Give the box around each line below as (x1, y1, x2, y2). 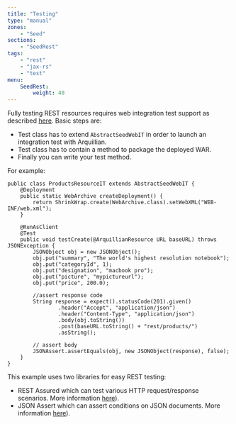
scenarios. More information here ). (17, 394, 119, 403)
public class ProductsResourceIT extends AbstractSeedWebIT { (7, 180, 195, 188)
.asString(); (57, 329, 97, 337)
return (33, 199, 52, 206)
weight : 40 (33, 89, 65, 96)
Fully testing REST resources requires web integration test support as (7, 109, 210, 118)
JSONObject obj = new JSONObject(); (33, 249, 141, 256)
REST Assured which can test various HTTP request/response (17, 386, 200, 395)
